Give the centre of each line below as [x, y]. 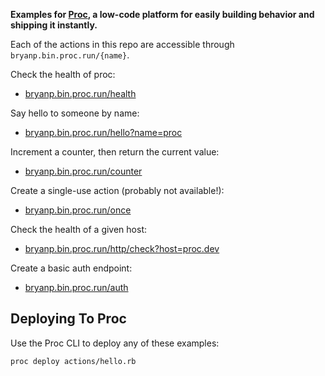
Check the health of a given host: [79, 229]
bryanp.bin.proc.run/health [80, 93]
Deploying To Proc [68, 319]
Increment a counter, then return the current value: [115, 152]
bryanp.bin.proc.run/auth [76, 287]
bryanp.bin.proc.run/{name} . [70, 55]
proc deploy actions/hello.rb [73, 361]
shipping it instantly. [54, 25]
